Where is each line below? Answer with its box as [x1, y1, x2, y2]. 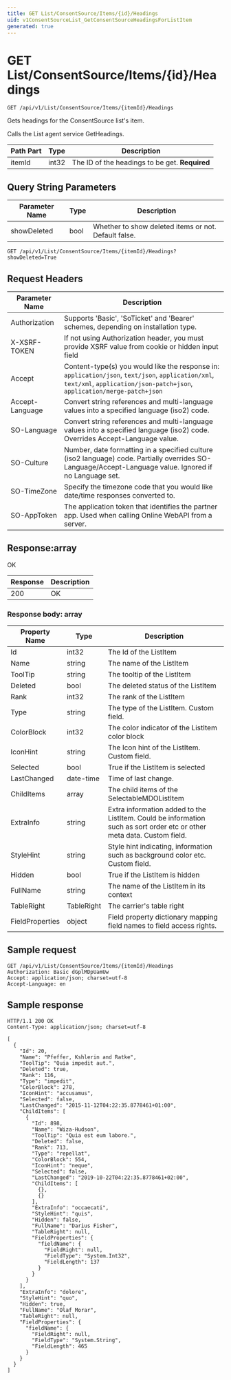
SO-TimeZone [10, 486, 57, 496]
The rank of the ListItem [107, 692, 186, 702]
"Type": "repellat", [32, 1150, 91, 1157]
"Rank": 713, [32, 1144, 69, 1151]
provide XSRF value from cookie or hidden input [64, 341, 219, 351]
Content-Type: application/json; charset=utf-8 [7, 1023, 146, 1030]
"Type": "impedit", [19, 1078, 76, 1085]
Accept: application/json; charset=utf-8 [7, 975, 128, 981]
